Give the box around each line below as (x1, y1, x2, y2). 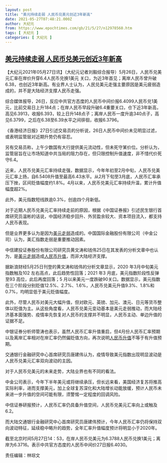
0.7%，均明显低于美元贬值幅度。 (5, 288, 73, 294)
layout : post (5, 7, 32, 12)
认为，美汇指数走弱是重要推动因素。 (13, 236, 88, 242)
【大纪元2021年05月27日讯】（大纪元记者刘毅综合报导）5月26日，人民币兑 (5, 69, 158, 75)
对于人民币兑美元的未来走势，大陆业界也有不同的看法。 (5, 368, 118, 374)
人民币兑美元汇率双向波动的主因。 (5, 357, 75, 363)
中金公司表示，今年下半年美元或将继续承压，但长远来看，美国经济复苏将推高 (5, 379, 162, 385)
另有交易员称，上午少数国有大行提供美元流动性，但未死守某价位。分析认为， (5, 144, 162, 150)
